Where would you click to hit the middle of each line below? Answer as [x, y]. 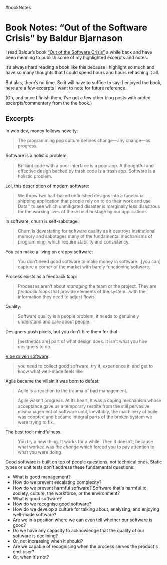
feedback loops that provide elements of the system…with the [82, 291]
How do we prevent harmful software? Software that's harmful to [79, 488]
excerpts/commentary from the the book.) [49, 103]
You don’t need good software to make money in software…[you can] [89, 261]
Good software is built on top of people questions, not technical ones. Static [84, 462]
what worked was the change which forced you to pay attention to [86, 447]
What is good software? [37, 498]
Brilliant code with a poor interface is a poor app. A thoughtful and [86, 165]
